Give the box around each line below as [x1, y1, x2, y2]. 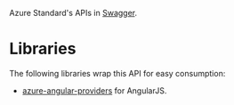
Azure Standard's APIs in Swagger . [9, 8, 138, 18]
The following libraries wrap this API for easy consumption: [9, 68, 226, 78]
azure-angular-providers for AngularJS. [21, 85, 167, 96]
